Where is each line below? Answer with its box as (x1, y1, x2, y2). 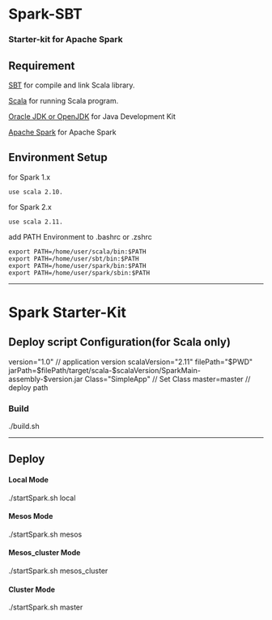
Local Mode (8, 475, 49, 485)
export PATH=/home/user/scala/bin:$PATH (8, 248, 147, 256)
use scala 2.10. (8, 188, 63, 196)
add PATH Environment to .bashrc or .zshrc (8, 231, 152, 241)
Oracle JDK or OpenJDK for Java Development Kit (8, 111, 176, 121)
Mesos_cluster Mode (8, 548, 81, 558)
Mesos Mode (8, 512, 53, 521)
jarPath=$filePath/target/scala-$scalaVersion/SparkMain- (8, 365, 201, 375)
